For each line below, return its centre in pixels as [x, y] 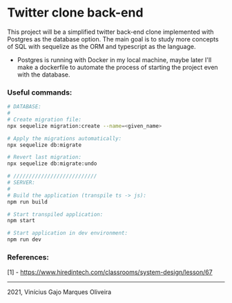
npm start [21, 221]
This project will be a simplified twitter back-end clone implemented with [110, 32]
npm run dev [24, 240]
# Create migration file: [44, 119]
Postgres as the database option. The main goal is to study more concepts [113, 39]
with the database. [43, 75]
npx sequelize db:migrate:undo [52, 164]
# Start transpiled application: [55, 214]
